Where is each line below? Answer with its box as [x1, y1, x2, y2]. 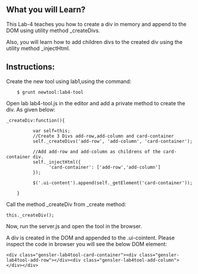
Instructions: [6, 62, 55, 72]
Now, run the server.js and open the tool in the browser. [6, 222, 142, 229]
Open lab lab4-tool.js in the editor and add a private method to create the [6, 99, 186, 106]
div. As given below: [6, 106, 55, 113]
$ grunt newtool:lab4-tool [17, 89, 84, 95]
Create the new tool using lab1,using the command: [6, 77, 132, 85]
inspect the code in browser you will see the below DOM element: [6, 240, 168, 247]
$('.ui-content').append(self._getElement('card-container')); [32, 179, 193, 186]
